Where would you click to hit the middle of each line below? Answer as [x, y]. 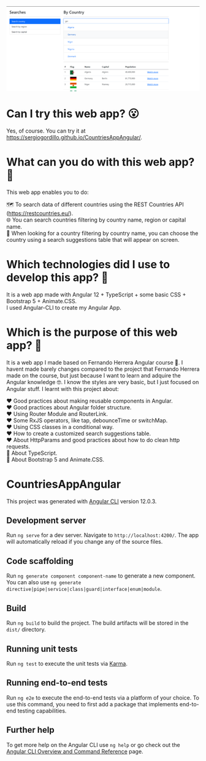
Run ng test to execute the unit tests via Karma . [67, 663]
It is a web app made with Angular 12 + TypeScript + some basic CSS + [96, 295]
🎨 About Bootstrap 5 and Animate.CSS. [55, 459]
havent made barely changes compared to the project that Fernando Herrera [103, 369]
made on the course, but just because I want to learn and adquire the [93, 375]
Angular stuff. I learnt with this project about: [63, 388]
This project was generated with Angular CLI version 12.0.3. [82, 501]
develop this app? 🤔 [57, 278]
